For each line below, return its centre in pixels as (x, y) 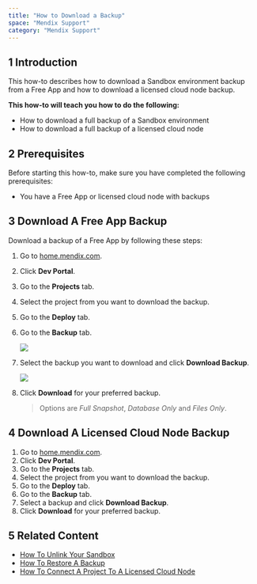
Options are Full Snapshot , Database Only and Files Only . (133, 408)
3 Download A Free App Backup (88, 221)
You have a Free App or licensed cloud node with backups (115, 196)
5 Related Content (53, 536)
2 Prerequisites (47, 154)
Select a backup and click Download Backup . (94, 502)
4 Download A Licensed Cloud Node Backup (119, 433)
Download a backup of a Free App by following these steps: (106, 240)
